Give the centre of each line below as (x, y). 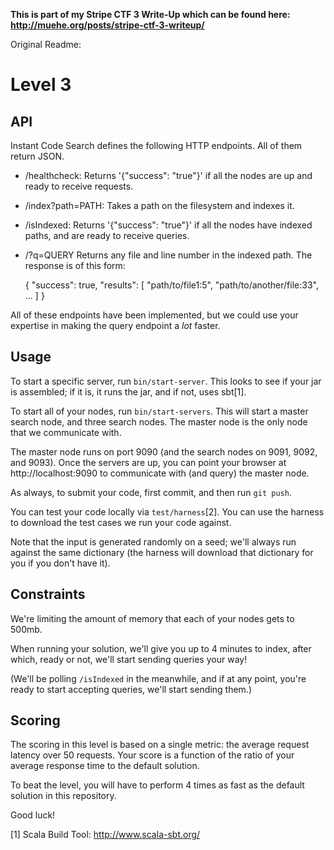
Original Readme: (46, 44)
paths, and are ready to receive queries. (107, 235)
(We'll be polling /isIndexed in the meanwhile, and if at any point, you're (158, 678)
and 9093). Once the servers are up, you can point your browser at (148, 462)
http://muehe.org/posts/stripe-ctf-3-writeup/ (107, 25)
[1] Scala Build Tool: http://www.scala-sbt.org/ (105, 835)
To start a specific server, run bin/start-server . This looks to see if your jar (166, 381)
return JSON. (37, 156)
